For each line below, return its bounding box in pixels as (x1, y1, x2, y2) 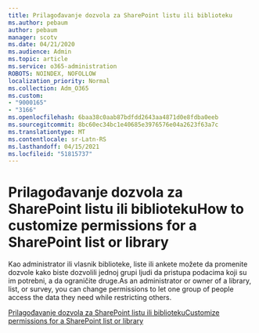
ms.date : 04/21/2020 (8, 41, 76, 49)
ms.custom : (8, 92, 44, 100)
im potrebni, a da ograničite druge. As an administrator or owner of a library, (8, 276, 252, 286)
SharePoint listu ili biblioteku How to (8, 201, 244, 218)
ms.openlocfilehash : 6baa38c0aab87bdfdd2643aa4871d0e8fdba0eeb (8, 114, 219, 121)
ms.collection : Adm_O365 (8, 84, 89, 92)
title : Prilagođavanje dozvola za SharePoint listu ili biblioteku (8, 11, 233, 20)
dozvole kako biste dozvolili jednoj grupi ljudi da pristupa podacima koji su (8, 268, 247, 277)
